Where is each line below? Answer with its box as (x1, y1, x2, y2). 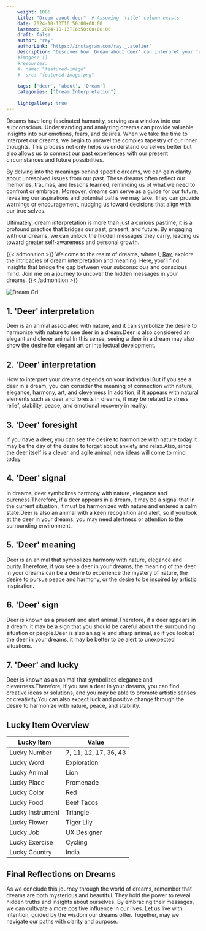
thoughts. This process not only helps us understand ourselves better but (6, 143, 192, 150)
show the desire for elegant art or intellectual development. (6, 341, 156, 349)
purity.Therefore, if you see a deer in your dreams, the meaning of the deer (6, 562, 196, 570)
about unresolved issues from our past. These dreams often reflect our (6, 174, 186, 181)
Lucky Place (9, 778, 45, 787)
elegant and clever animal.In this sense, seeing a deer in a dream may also (6, 335, 194, 343)
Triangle (65, 808, 90, 817)
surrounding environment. (6, 522, 72, 529)
